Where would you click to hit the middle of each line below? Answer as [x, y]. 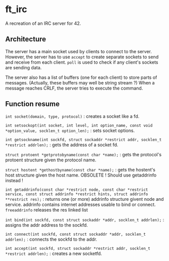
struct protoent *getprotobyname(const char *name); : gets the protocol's [83, 154]
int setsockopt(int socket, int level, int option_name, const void [79, 125]
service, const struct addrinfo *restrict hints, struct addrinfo [77, 194]
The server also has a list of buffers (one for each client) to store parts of [81, 77]
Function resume [32, 104]
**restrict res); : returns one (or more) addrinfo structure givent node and [85, 199]
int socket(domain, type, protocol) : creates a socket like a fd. [72, 116]
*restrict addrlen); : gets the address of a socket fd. [62, 145]
